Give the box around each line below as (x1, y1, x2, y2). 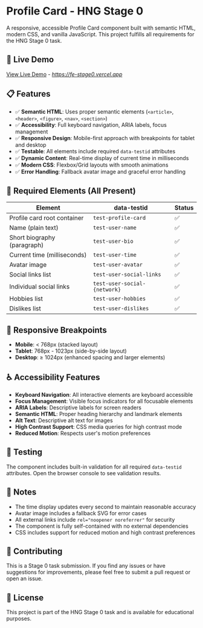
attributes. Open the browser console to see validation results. (6, 469, 161, 476)
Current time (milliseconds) (9, 251, 87, 259)
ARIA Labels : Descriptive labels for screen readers (14, 404, 142, 411)
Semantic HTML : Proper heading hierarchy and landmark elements (14, 411, 182, 417)
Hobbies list (9, 295, 43, 303)
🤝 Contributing (6, 546, 63, 557)
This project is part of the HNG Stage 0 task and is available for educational (6, 609, 195, 616)
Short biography (9, 234, 56, 242)
